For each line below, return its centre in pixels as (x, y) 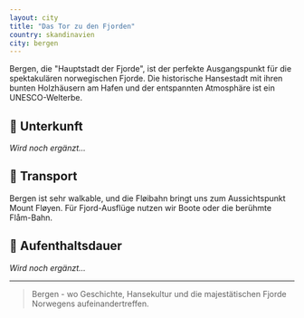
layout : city (34, 18)
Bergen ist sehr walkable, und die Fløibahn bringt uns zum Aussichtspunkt (148, 198)
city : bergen (34, 43)
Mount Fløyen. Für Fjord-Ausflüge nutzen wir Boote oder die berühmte (141, 207)
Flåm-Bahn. (31, 217)
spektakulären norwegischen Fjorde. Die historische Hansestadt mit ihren (146, 79)
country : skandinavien (52, 34)
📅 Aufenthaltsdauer (66, 246)
